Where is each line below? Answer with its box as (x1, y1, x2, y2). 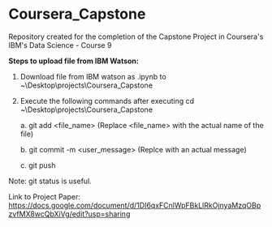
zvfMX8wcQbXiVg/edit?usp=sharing (8, 208, 131, 219)
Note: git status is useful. (8, 176, 92, 186)
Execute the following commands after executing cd (19, 96, 195, 105)
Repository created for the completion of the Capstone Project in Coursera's (8, 32, 264, 41)
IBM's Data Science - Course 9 (8, 40, 112, 49)
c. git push (19, 160, 56, 170)
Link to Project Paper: (8, 191, 81, 201)
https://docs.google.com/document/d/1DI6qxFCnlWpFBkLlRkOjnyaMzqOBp (8, 200, 261, 210)
